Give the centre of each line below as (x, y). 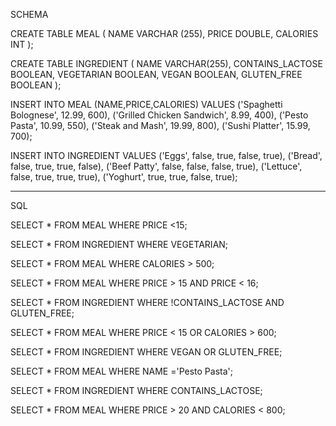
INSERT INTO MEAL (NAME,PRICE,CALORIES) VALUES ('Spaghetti (146, 104)
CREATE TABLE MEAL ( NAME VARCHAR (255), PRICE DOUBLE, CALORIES (164, 33)
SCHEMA (29, 14)
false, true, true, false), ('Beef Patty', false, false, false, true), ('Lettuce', (156, 166)
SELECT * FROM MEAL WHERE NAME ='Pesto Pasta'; (121, 371)
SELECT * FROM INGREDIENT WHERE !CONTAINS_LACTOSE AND (147, 302)
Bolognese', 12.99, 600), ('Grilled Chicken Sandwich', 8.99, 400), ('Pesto (159, 115)
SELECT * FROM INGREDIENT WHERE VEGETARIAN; (119, 244)
